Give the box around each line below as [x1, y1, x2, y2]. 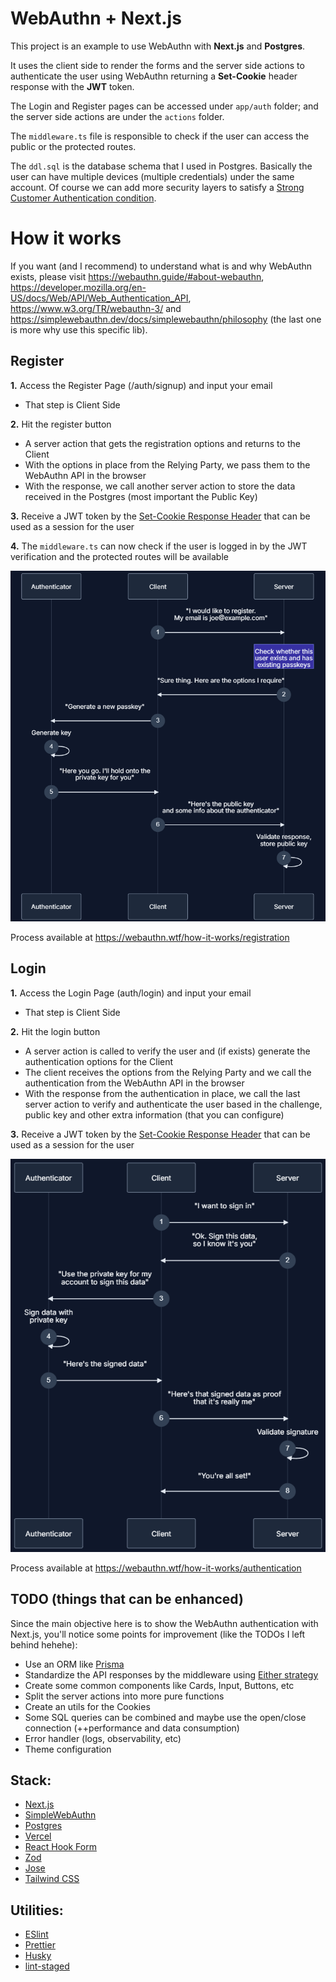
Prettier [24, 1939, 56, 1951]
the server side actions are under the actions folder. [10, 110, 225, 122]
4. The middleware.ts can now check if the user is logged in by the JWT [10, 540, 308, 552]
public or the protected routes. [10, 140, 137, 152]
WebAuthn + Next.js [10, 7, 182, 30]
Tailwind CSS [24, 1873, 80, 1885]
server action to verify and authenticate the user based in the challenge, [24, 1098, 323, 1110]
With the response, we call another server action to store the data [24, 480, 296, 492]
